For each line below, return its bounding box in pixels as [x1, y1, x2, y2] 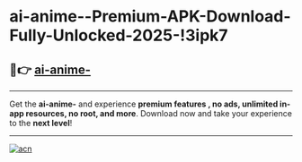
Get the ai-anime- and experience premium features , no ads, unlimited [9, 98, 279, 109]
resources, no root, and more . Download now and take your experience [25, 108, 292, 118]
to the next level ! [9, 118, 73, 128]
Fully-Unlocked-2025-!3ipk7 [9, 25, 228, 46]
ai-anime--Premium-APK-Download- [9, 6, 291, 27]
